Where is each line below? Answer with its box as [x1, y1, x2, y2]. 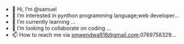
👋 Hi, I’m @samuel [11, 6, 57, 12]
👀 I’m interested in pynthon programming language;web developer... [11, 12, 179, 19]
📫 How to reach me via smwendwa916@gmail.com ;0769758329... [11, 32, 176, 38]
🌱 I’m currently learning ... [11, 18, 76, 25]
